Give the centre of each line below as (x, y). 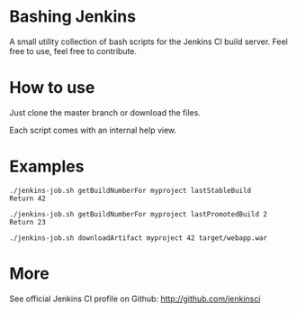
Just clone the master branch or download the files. (105, 112)
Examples (47, 166)
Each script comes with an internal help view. (93, 130)
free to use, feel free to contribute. (73, 51)
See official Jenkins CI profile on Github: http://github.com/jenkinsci (135, 299)
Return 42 (28, 198)
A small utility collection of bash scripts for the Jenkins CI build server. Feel (148, 41)
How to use (52, 88)
